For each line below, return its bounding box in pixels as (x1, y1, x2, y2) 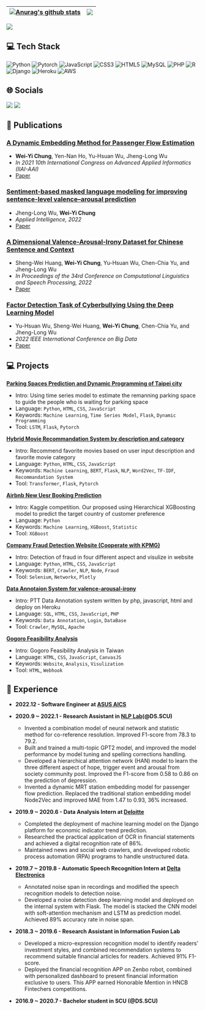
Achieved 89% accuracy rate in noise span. (24, 915, 135, 923)
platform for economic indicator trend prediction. (24, 826, 148, 834)
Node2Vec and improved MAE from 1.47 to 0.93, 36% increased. (24, 796, 188, 803)
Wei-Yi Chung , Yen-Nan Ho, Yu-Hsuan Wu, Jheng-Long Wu (15, 152, 168, 160)
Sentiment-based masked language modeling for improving (6, 187, 188, 196)
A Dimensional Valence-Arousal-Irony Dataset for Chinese (6, 237, 184, 246)
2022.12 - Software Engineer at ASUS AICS (15, 700, 127, 708)
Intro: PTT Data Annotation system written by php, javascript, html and (15, 597, 193, 604)
